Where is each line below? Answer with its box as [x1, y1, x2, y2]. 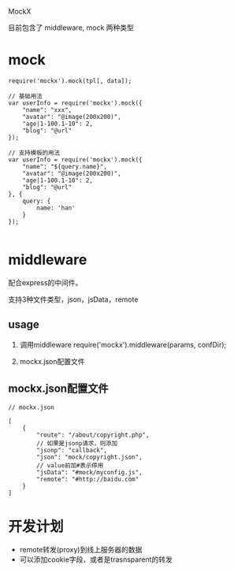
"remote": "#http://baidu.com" [36, 475, 139, 483]
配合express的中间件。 [8, 277, 83, 287]
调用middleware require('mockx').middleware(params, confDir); [19, 340, 227, 349]
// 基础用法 [8, 92, 43, 100]
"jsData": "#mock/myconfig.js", [36, 468, 143, 476]
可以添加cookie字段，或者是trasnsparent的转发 [19, 555, 173, 564]
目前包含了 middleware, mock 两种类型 [8, 23, 134, 32]
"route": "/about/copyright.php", [36, 431, 150, 439]
